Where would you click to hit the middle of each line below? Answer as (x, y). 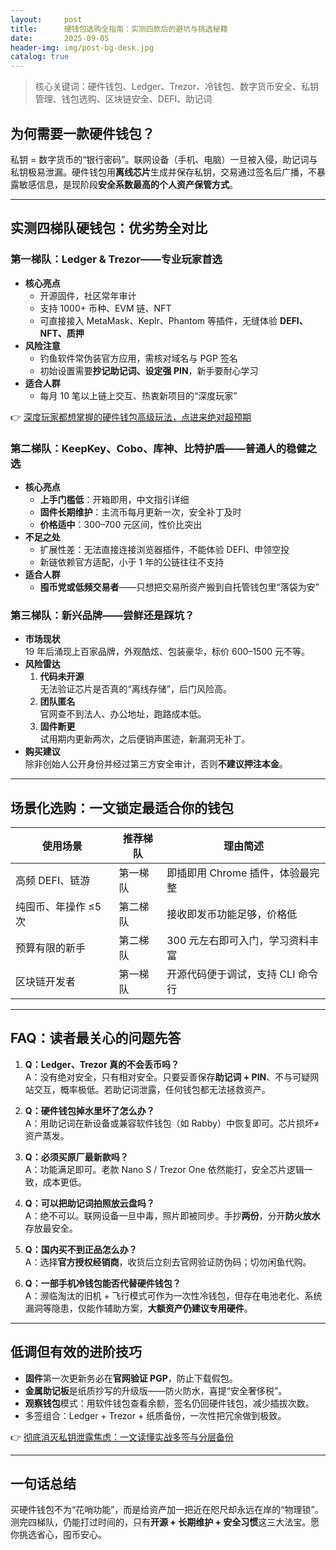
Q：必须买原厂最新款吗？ (76, 1157)
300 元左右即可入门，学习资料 (238, 941)
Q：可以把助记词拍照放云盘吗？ (89, 1203)
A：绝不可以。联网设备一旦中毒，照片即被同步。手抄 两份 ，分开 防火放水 (172, 1215)
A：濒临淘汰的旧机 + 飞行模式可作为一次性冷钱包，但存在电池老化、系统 (173, 1295)
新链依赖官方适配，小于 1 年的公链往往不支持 (132, 562)
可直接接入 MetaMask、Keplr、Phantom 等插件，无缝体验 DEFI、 (173, 320)
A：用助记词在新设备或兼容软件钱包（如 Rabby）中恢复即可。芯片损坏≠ (172, 1123)
